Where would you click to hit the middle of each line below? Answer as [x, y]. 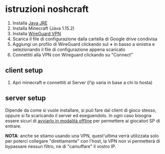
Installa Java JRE [30, 23]
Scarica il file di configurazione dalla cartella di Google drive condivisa [85, 39]
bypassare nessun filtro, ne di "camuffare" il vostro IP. [61, 146]
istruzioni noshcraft [47, 9]
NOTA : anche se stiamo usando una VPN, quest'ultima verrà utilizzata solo [82, 136]
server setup [25, 98]
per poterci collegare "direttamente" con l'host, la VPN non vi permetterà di [82, 141]
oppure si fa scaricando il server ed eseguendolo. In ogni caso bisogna [78, 115]
